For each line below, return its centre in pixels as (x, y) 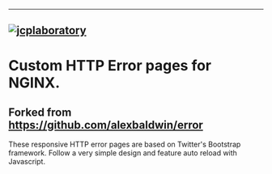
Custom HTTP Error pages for (110, 65)
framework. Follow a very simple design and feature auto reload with (123, 153)
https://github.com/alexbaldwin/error (106, 125)
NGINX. (34, 83)
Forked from (40, 112)
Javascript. (27, 162)
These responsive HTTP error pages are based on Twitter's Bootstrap (125, 144)
